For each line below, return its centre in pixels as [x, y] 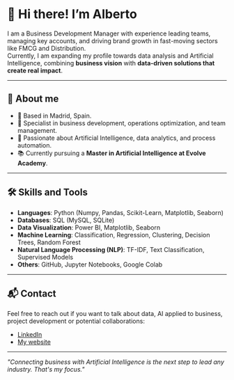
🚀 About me [33, 99]
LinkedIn [30, 335]
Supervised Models [45, 257]
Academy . [32, 163]
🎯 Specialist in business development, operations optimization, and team [122, 123]
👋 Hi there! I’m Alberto [72, 14]
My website [34, 342]
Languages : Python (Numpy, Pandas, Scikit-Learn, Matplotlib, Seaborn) [120, 212]
